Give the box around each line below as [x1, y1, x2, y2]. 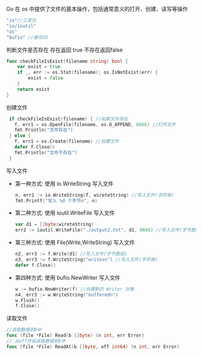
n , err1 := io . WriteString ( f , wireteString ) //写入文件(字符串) [14, 192, 174, 198]
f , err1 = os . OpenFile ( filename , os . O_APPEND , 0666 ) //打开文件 [14, 121, 176, 127]
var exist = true [17, 64, 61, 70]
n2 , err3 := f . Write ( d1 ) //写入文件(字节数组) [14, 251, 127, 257]
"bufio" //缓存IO [6, 34, 48, 41]
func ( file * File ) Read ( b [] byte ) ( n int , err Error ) [6, 332, 145, 338]
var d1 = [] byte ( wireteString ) [14, 221, 94, 227]
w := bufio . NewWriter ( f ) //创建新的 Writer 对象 [14, 286, 135, 292]
